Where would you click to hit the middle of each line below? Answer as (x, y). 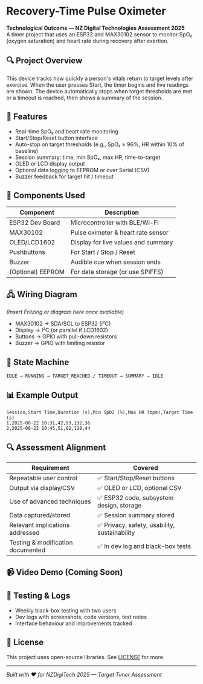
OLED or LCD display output (50, 163)
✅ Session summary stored (136, 515)
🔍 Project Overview (44, 61)
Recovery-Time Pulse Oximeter (86, 11)
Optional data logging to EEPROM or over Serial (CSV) (82, 170)
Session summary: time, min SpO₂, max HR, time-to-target (88, 157)
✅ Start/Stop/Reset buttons (136, 478)
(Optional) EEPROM (37, 272)
